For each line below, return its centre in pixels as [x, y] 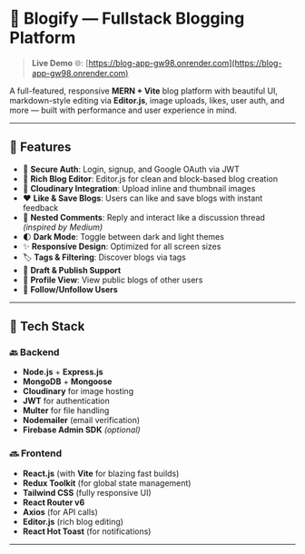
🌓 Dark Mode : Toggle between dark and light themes [123, 236]
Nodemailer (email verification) [81, 420]
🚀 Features [40, 148]
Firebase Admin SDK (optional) [81, 430]
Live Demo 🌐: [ [60, 63]
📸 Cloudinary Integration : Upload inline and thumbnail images [139, 188]
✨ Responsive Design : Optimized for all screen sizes [122, 246]
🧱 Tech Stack [47, 326]
